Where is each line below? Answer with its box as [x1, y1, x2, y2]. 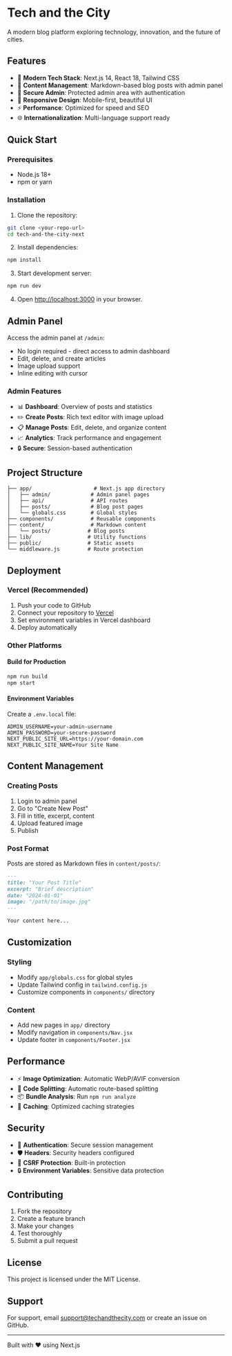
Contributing [7, 1189, 64, 1201]
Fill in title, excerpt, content [17, 811, 95, 820]
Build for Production [7, 658, 66, 666]
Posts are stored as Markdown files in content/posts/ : [7, 859, 161, 868]
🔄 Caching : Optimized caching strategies [17, 1102, 135, 1110]
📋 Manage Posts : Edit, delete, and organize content [17, 423, 167, 432]
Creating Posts [7, 781, 59, 791]
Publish [17, 826, 39, 834]
